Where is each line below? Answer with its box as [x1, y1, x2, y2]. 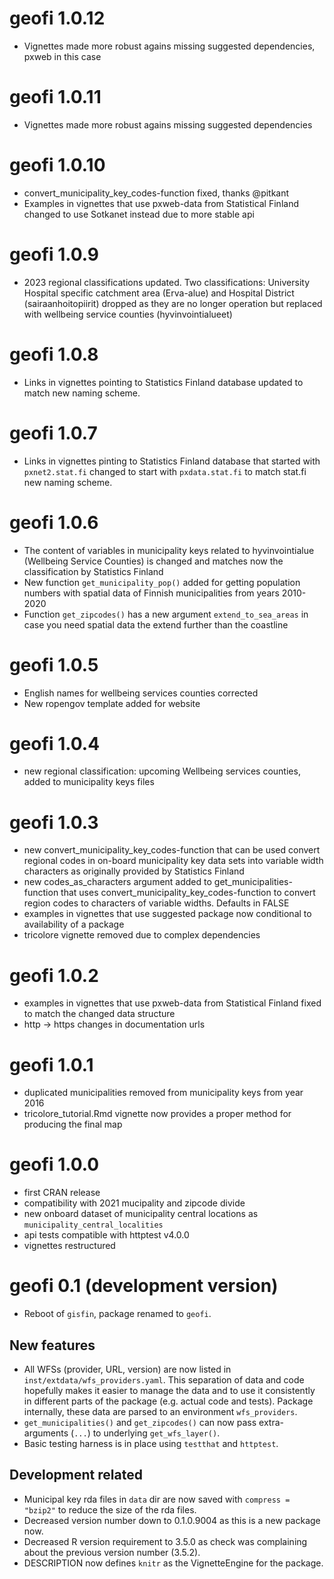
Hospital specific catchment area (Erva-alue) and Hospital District [23, 287, 295, 299]
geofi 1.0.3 [9, 811, 99, 834]
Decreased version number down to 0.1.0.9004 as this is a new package [23, 1514, 321, 1526]
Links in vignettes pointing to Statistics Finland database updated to [23, 376, 304, 388]
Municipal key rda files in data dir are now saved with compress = [23, 1493, 291, 1505]
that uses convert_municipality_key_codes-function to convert [60, 887, 316, 899]
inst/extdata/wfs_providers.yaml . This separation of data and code [23, 1373, 305, 1386]
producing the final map [23, 1118, 123, 1131]
